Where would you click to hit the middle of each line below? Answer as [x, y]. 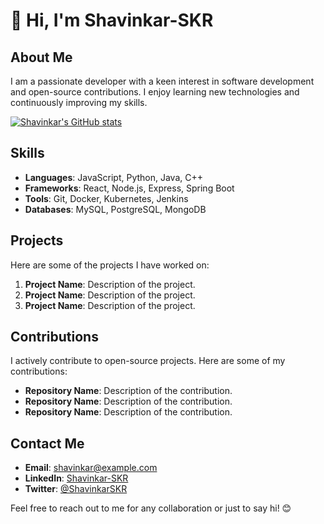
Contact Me [47, 443]
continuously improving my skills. [79, 102]
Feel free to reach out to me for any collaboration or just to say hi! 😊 [151, 508]
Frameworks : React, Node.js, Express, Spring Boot [129, 188]
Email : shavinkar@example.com [91, 468]
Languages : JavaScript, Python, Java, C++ [114, 177]
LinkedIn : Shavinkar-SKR [76, 478]
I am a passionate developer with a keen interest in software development [162, 81]
